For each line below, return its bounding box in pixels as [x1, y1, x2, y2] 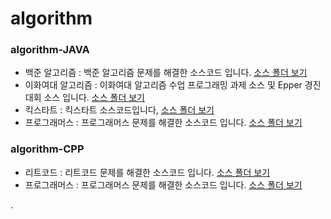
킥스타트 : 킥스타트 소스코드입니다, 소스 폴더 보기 [24, 104, 215, 116]
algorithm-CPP [10, 142, 85, 156]
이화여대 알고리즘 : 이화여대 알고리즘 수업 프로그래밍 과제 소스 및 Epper [24, 79, 303, 91]
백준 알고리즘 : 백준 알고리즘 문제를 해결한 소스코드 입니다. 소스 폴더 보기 [24, 67, 308, 79]
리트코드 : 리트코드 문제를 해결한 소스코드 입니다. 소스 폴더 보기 [24, 166, 271, 178]
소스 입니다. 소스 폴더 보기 [43, 92, 145, 104]
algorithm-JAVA [10, 43, 90, 57]
